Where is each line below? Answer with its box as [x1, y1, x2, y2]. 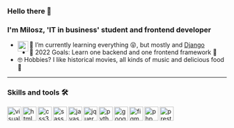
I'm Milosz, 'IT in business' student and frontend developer [7, 24, 211, 34]
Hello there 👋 [7, 6, 52, 16]
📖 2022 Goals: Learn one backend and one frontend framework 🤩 [29, 48, 217, 56]
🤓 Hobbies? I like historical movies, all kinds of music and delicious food [17, 56, 225, 64]
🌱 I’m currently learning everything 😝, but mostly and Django [29, 41, 205, 49]
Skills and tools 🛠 [7, 88, 68, 97]
